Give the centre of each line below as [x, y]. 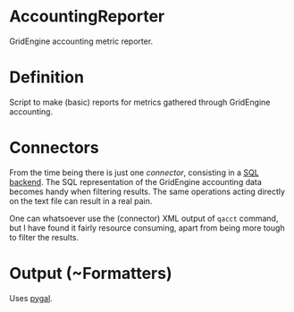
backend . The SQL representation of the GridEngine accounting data [135, 181]
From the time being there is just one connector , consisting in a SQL [134, 173]
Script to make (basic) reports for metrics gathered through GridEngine [140, 102]
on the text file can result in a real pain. [81, 201]
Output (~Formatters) [91, 274]
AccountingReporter [87, 17]
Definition [47, 77]
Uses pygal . [31, 298]
